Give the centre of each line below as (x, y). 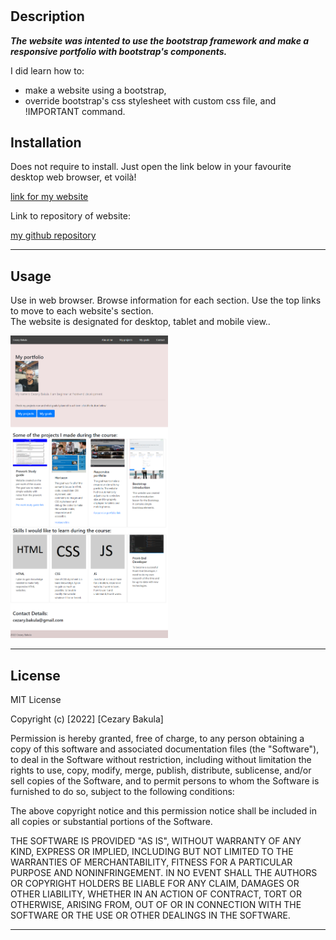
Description (47, 16)
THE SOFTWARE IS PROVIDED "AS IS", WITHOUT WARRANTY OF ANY (156, 841)
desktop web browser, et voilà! (73, 177)
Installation (46, 142)
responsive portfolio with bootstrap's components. (119, 51)
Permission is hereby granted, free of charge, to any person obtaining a (157, 739)
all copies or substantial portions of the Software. (111, 822)
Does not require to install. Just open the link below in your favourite (151, 167)
